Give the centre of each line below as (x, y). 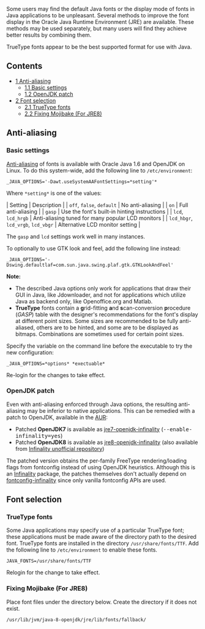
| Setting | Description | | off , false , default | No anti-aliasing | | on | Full (97, 205)
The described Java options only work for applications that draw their (103, 288)
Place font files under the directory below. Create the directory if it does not (102, 602)
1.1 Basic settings (46, 87)
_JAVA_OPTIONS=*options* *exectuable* (56, 364)
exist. (13, 608)
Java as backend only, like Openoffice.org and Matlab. (84, 301)
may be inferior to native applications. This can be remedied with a (111, 410)
